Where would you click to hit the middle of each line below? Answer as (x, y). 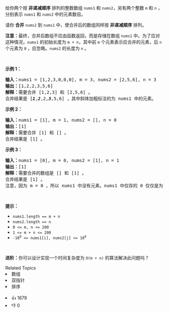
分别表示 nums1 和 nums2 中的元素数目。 (46, 14)
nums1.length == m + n (36, 217)
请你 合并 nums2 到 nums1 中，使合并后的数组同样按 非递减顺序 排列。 (76, 25)
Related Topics (21, 268)
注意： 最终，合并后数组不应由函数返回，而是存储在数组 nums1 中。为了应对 (82, 36)
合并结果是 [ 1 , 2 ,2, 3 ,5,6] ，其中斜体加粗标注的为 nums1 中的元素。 (81, 99)
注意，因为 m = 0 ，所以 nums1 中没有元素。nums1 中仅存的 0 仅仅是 (82, 186)
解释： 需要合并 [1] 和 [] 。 (37, 133)
